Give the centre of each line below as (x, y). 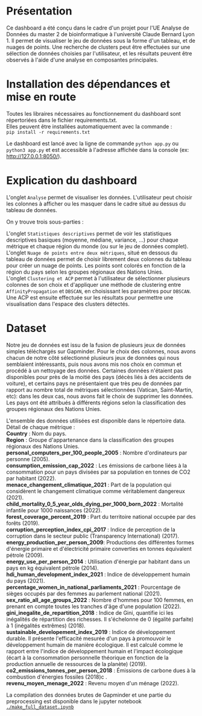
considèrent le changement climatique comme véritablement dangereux (96, 491)
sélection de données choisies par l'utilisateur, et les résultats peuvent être (99, 53)
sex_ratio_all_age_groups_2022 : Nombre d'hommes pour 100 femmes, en (100, 600)
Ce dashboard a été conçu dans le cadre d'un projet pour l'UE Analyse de (98, 28)
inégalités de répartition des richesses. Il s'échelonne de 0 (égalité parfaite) (100, 619)
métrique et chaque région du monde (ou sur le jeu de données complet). (97, 246)
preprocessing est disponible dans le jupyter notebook (74, 701)
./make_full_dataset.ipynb (40, 707)
